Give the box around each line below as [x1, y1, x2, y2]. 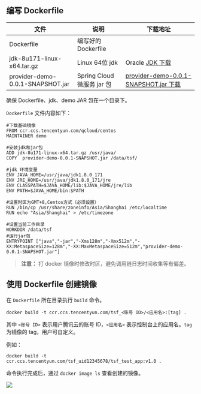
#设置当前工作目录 [6, 221, 45, 227]
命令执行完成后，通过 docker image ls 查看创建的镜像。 [6, 369, 144, 377]
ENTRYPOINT [6, 238, 33, 244]
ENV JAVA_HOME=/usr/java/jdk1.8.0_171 [6, 172, 103, 178]
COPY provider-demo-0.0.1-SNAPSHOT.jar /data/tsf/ [6, 155, 138, 161]
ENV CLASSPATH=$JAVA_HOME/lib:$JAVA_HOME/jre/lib [6, 182, 133, 188]
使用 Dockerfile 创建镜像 [6, 279, 97, 290]
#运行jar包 [6, 233, 31, 239]
